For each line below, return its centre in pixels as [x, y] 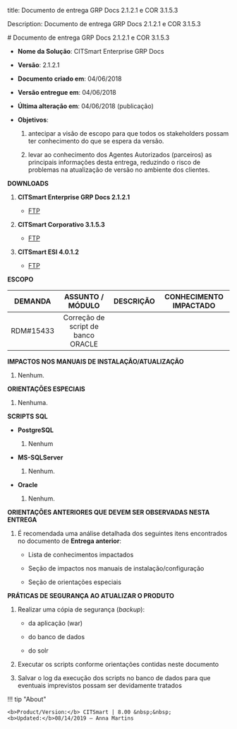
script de [84, 326]
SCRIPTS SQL [28, 416]
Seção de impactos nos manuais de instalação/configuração [116, 568]
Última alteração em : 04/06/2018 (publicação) [85, 106]
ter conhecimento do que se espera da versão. [96, 141]
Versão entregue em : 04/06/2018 [67, 92]
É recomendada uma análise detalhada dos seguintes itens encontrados [122, 533]
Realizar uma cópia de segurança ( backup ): [81, 610]
